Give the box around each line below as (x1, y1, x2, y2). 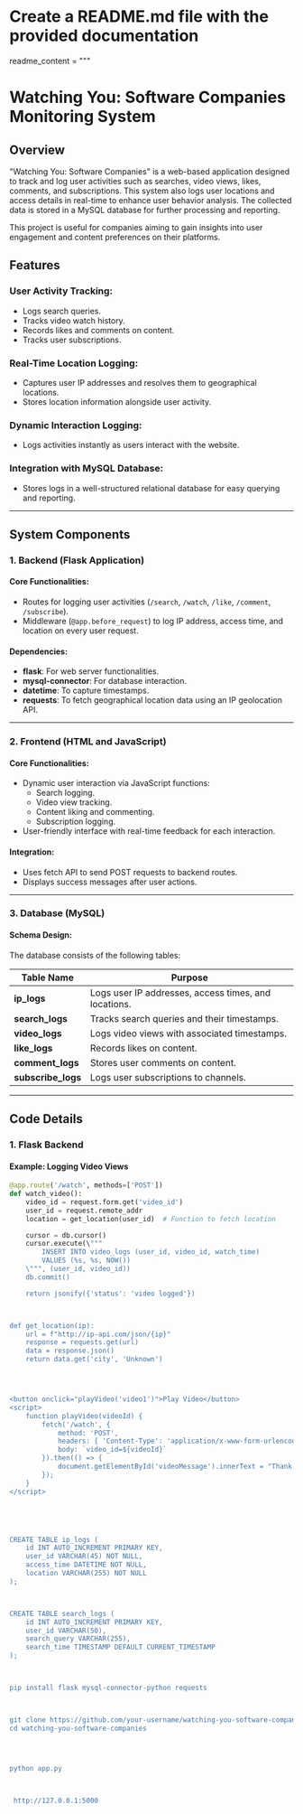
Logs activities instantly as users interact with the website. (22, 440, 240, 451)
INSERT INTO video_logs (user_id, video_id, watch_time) (41, 1248, 260, 1257)
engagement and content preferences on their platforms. (9, 231, 221, 242)
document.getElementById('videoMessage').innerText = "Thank (57, 1462, 293, 1472)
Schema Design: (9, 930, 73, 940)
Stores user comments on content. (89, 1056, 236, 1069)
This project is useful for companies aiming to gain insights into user (9, 221, 263, 232)
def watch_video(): (9, 1190, 83, 1199)
